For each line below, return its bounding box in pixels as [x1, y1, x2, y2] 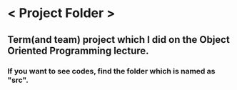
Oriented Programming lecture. [7, 44, 149, 56]
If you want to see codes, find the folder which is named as [7, 66, 216, 76]
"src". [7, 75, 29, 85]
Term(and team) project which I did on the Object [7, 34, 230, 46]
